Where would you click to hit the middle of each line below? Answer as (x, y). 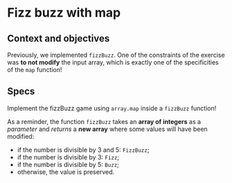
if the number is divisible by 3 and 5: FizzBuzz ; (83, 150)
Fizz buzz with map (64, 13)
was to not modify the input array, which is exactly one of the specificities (113, 62)
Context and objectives (59, 38)
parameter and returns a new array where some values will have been (107, 129)
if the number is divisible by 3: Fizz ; (68, 157)
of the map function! (35, 70)
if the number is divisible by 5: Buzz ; (68, 164)
